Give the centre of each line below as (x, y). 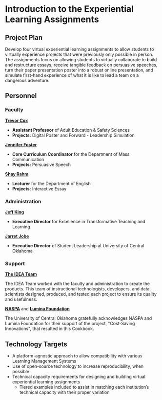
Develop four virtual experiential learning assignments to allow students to (80, 49)
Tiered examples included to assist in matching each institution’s (84, 387)
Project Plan (24, 37)
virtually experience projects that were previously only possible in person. (79, 54)
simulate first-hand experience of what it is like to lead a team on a (72, 75)
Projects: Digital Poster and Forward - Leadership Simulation (73, 135)
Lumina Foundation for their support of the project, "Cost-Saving (70, 324)
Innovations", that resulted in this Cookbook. (50, 329)
